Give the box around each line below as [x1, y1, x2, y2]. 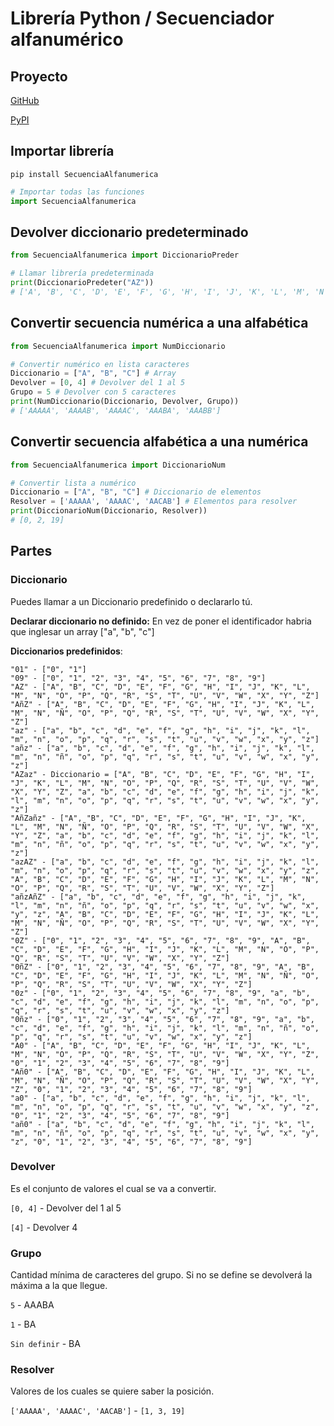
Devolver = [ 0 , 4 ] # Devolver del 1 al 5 [10, 378, 186, 388]
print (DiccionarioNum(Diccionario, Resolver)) [10, 506, 208, 516]
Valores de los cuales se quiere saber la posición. [10, 1385, 215, 1397]
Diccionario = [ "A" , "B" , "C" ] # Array [10, 368, 177, 379]
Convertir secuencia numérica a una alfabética [10, 315, 309, 332]
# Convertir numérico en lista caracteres [10, 359, 190, 369]
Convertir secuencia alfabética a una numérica [10, 433, 309, 451]
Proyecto [10, 68, 68, 85]
